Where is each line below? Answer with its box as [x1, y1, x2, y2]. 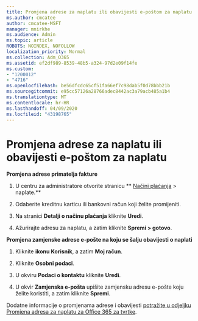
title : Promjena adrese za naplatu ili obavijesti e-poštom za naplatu [6, 9, 192, 15]
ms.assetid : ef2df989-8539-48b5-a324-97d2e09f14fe [6, 60, 138, 66]
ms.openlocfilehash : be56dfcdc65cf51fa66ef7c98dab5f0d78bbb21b [6, 83, 171, 89]
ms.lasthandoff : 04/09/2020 [6, 105, 78, 112]
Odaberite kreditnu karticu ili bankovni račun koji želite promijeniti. [15, 201, 182, 208]
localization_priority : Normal [6, 49, 86, 55]
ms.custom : [6, 65, 34, 72]
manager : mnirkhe [6, 26, 51, 32]
